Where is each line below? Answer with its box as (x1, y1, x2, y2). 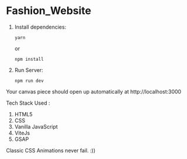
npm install (14, 56, 44, 62)
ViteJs (14, 129, 30, 136)
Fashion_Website (6, 4, 92, 18)
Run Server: (14, 66, 43, 74)
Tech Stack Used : (6, 99, 50, 106)
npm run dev (14, 78, 44, 84)
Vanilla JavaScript (14, 123, 58, 130)
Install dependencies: (14, 23, 67, 30)
